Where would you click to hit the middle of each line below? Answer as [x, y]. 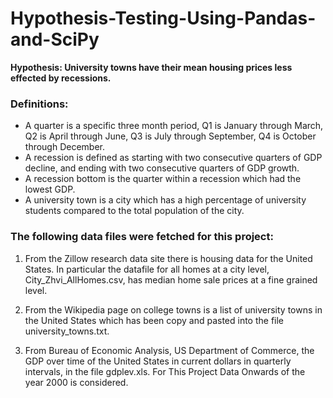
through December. [65, 147]
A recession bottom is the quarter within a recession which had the [163, 179]
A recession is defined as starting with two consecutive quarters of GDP [173, 158]
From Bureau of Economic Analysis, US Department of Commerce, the [169, 350]
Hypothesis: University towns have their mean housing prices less [151, 67]
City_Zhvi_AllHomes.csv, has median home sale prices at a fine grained [171, 279]
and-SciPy [55, 39]
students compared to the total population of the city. [134, 211]
